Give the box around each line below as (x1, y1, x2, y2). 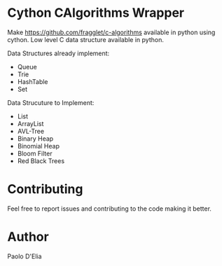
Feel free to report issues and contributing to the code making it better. (7, 204, 212, 213)
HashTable (17, 77, 48, 85)
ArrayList (17, 119, 44, 127)
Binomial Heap (17, 141, 60, 150)
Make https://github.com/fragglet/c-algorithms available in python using (7, 28, 216, 36)
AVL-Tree (17, 127, 44, 135)
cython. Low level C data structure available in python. (7, 35, 165, 43)
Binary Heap (17, 134, 54, 143)
